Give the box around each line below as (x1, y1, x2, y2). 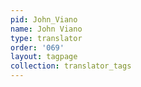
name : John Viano (10, 24, 83, 34)
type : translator (10, 33, 83, 43)
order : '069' (10, 42, 65, 53)
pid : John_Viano (10, 14, 78, 25)
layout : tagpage (10, 52, 78, 62)
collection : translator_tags (10, 61, 132, 71)
